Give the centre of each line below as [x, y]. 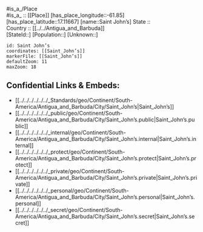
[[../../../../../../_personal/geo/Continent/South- [72, 190]
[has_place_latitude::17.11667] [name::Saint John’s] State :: [78, 22]
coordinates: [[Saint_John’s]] [46, 51]
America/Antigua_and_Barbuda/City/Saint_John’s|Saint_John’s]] [95, 106]
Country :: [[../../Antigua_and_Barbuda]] [55, 28]
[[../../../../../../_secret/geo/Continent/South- [69, 210]
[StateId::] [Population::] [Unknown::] [52, 35]
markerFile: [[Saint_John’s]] [45, 56]
